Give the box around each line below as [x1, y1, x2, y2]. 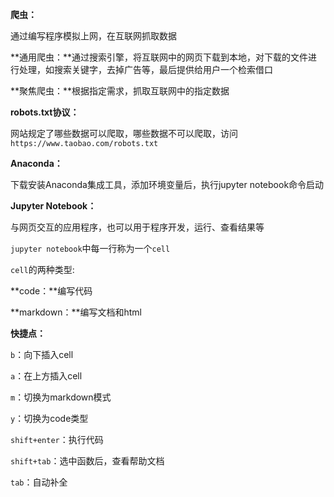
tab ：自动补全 [10, 476, 68, 488]
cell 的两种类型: [10, 264, 75, 275]
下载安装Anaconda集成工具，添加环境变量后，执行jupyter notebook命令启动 [10, 179, 325, 190]
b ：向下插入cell [10, 349, 74, 360]
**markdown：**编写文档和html [10, 306, 142, 318]
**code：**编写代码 [10, 285, 93, 297]
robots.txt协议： [10, 106, 80, 118]
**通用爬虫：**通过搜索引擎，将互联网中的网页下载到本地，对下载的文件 [10, 51, 309, 63]
